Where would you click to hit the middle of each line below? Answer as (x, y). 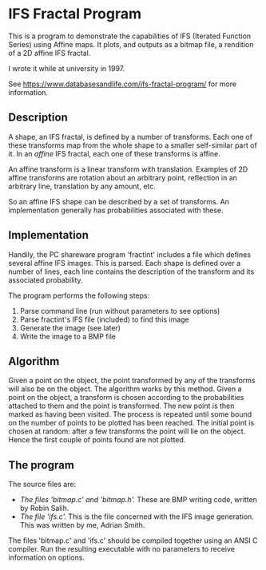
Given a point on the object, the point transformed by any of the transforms (132, 381)
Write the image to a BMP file (67, 336)
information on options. (47, 558)
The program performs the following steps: (79, 295)
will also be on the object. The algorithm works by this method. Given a (125, 389)
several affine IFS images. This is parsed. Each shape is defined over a (125, 263)
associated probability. (46, 279)
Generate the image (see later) (70, 327)
